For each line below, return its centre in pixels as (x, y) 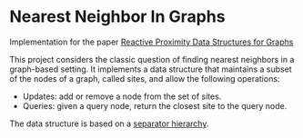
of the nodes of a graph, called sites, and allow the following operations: (145, 78)
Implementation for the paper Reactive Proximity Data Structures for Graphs (151, 42)
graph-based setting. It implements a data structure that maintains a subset (151, 69)
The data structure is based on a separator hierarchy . (109, 123)
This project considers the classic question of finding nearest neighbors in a (152, 59)
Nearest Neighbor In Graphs (117, 17)
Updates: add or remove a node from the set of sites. (122, 96)
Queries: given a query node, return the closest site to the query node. (155, 105)
